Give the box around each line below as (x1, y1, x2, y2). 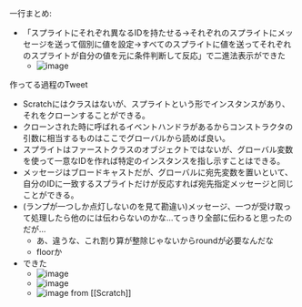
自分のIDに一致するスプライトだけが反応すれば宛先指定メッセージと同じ (22, 179, 294, 189)
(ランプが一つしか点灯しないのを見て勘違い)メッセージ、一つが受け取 (22, 201, 284, 211)
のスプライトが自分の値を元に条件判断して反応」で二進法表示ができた (22, 50, 287, 61)
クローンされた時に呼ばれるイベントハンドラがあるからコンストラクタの (22, 121, 294, 132)
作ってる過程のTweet (9, 79, 88, 89)
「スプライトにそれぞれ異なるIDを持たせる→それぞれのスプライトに (22, 27, 277, 38)
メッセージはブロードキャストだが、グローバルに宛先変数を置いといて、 (22, 167, 293, 178)
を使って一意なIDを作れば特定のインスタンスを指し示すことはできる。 (22, 156, 286, 166)
